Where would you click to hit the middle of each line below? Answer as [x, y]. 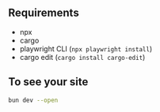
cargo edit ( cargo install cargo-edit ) [82, 57]
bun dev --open [33, 100]
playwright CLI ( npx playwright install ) [86, 49]
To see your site [48, 82]
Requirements [44, 13]
